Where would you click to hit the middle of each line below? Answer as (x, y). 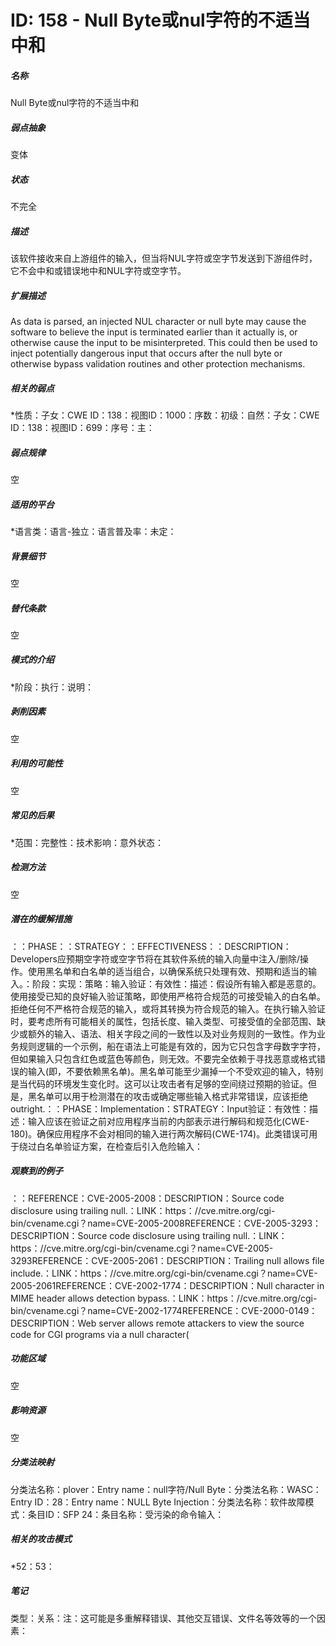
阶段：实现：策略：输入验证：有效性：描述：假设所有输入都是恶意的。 (176, 983)
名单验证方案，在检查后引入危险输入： (123, 1146)
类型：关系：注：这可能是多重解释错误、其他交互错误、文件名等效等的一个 (163, 1618)
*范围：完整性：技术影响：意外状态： (87, 842)
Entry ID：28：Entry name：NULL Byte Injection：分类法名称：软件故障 (158, 1502)
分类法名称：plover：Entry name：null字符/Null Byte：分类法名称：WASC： (166, 1489)
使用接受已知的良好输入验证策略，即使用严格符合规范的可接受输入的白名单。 (168, 996)
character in (299, 1285)
